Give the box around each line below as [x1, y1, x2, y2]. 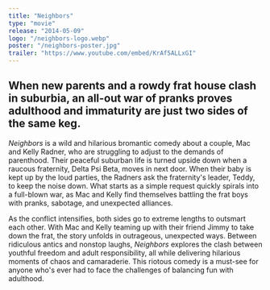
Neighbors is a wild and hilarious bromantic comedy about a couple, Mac [8, 138, 251, 147]
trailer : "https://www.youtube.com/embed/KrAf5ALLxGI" [8, 49, 197, 57]
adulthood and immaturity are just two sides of [8, 104, 248, 118]
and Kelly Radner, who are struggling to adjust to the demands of [8, 147, 224, 156]
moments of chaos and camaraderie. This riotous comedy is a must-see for [8, 256, 260, 266]
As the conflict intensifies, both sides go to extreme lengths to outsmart [8, 213, 246, 223]
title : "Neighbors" [8, 11, 74, 20]
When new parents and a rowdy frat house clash [8, 79, 256, 93]
